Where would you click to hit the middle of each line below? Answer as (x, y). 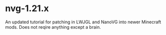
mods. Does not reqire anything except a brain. (53, 27)
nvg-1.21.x (27, 9)
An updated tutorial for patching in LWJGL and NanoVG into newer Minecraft (83, 22)
